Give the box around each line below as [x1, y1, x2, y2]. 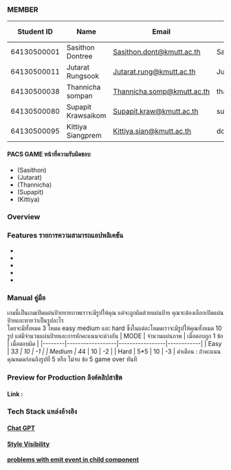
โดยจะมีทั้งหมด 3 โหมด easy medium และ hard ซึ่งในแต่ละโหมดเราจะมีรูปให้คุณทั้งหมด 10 [7, 324, 222, 332]
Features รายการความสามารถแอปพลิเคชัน [7, 231, 124, 241]
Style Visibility [7, 440, 50, 448]
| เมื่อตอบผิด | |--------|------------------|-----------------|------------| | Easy [7, 340, 222, 348]
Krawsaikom [66, 111, 107, 121]
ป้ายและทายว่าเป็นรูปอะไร [7, 316, 64, 325]
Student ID [17, 27, 54, 37]
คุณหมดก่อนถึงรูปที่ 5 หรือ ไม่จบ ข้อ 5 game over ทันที [7, 355, 137, 363]
